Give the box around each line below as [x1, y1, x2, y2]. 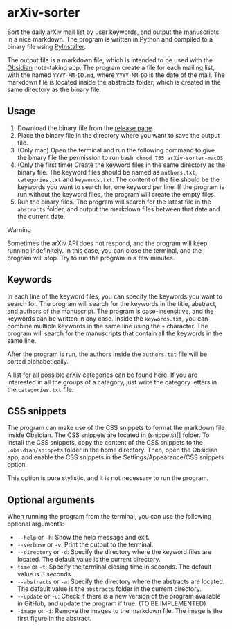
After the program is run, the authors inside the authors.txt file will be [7, 350, 208, 358]
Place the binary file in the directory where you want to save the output [17, 131, 220, 139]
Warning [7, 225, 31, 233]
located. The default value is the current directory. [17, 556, 161, 564]
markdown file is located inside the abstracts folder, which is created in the [7, 78, 222, 86]
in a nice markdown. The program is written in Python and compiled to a [7, 35, 213, 43]
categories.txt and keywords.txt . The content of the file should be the [17, 175, 220, 184]
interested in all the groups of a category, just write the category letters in [7, 378, 217, 386]
